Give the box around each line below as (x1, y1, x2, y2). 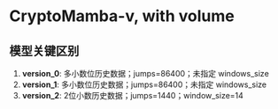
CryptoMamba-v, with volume (9, 6, 235, 26)
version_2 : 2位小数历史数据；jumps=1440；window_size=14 (21, 91, 243, 100)
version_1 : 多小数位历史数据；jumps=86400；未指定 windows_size (21, 79, 267, 90)
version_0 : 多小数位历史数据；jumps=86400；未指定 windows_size (21, 69, 270, 78)
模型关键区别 (9, 43, 80, 58)
